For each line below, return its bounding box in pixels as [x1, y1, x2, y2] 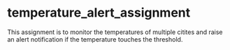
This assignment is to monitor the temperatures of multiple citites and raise [7, 28, 223, 36]
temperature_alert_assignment [7, 5, 191, 21]
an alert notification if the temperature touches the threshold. [7, 35, 183, 43]
